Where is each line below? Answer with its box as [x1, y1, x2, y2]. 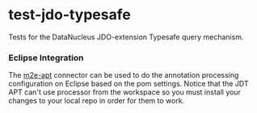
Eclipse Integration [8, 52, 84, 63]
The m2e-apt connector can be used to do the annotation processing [8, 71, 239, 80]
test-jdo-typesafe [8, 6, 131, 24]
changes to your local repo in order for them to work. [8, 96, 185, 106]
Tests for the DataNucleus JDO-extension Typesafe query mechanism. [8, 32, 244, 42]
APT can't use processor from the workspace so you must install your [8, 87, 241, 97]
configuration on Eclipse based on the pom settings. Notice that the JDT [8, 79, 249, 89]
